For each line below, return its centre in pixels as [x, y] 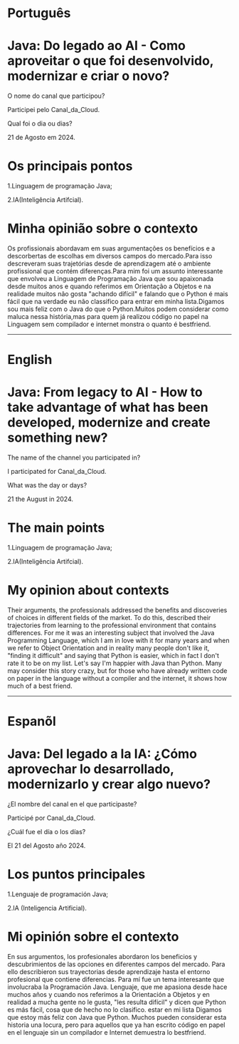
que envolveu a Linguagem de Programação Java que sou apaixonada [111, 279]
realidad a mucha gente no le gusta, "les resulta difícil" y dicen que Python [117, 1002]
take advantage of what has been [108, 407]
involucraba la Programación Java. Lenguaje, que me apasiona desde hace [117, 987]
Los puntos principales [76, 875]
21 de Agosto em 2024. [42, 138]
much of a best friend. [40, 686]
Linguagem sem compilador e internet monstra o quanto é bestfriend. [109, 324]
